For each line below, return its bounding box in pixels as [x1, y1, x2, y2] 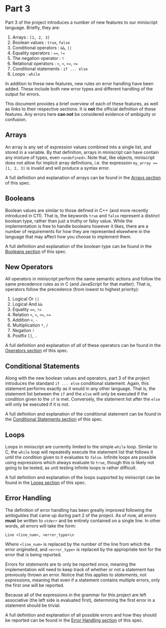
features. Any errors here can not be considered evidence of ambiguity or [5, 111, 157, 117]
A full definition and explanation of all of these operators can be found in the [5, 342, 161, 348]
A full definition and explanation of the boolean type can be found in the [5, 243, 152, 249]
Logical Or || [12, 296, 40, 302]
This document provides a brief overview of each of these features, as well [5, 100, 159, 106]
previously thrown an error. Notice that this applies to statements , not [5, 572, 147, 578]
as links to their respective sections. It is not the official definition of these [5, 106, 156, 112]
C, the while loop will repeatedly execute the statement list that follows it [5, 449, 154, 455]
